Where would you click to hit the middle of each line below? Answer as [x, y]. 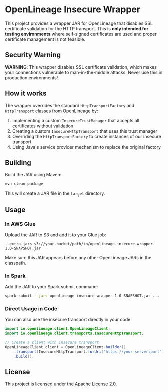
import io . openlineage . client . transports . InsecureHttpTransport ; [74, 334]
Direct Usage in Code [31, 309]
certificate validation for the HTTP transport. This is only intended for [77, 28]
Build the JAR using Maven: [33, 175]
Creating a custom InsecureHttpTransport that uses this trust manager [85, 131]
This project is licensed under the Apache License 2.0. [61, 384]
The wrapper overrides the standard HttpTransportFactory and [70, 105]
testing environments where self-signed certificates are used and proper [81, 34]
